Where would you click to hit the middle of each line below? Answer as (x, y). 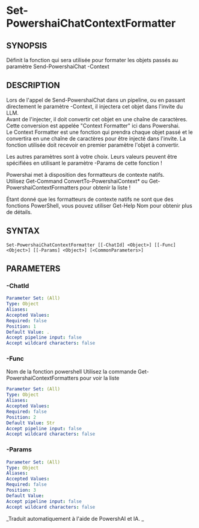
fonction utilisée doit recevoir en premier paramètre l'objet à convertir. (93, 145)
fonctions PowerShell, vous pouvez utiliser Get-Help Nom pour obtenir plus (99, 205)
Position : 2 (21, 417)
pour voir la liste (99, 378)
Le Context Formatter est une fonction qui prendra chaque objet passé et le (100, 132)
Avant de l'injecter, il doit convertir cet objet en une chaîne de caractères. (97, 119)
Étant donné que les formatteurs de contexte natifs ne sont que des (90, 199)
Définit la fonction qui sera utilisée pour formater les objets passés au (92, 60)
